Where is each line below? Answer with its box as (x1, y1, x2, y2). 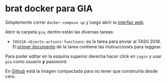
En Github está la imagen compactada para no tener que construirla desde (5, 68, 158, 74)
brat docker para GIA (5, 3, 93, 14)
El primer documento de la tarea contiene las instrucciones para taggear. (12, 43, 162, 49)
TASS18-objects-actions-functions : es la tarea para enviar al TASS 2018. (12, 38, 162, 44)
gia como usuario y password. (5, 58, 68, 64)
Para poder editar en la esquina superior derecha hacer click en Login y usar (5, 53, 162, 59)
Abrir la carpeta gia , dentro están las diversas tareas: (5, 29, 114, 35)
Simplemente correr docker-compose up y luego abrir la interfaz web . (5, 19, 145, 25)
